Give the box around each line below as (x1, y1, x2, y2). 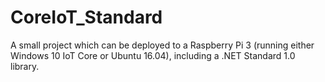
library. (10, 60, 40, 72)
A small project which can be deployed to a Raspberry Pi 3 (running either (10, 39, 315, 51)
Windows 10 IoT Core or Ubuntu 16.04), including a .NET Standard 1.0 (10, 49, 296, 61)
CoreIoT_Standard (10, 6, 163, 29)
